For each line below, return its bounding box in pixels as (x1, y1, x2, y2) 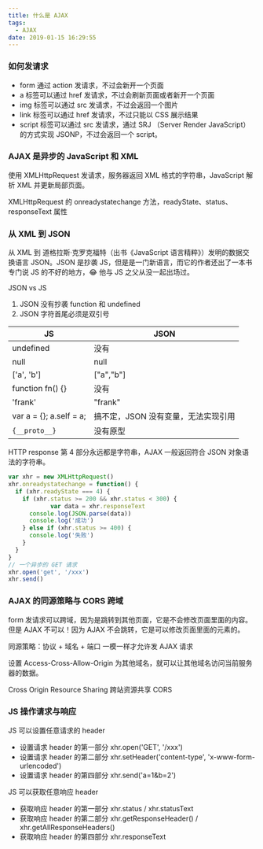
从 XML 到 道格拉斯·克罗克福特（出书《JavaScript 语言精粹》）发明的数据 (8, 248, 243, 257)
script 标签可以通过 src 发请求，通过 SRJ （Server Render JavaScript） (19, 120, 250, 129)
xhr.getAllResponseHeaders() (19, 822, 115, 832)
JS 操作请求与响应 (8, 706, 77, 717)
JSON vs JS (8, 283, 47, 293)
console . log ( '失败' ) (28, 532, 94, 540)
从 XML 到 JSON (8, 228, 71, 239)
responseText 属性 (8, 206, 68, 216)
